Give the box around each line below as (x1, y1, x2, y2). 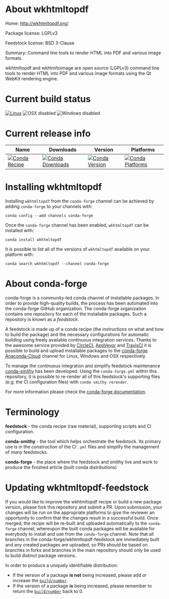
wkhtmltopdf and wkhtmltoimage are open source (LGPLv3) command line (5, 65, 159, 71)
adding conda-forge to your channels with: (5, 203, 93, 209)
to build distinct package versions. (5, 552, 76, 559)
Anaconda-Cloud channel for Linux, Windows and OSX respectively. (5, 353, 147, 359)
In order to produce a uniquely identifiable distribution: (5, 562, 118, 568)
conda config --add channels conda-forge (5, 213, 94, 218)
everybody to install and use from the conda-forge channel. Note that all (5, 531, 154, 537)
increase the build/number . (12, 577, 68, 583)
